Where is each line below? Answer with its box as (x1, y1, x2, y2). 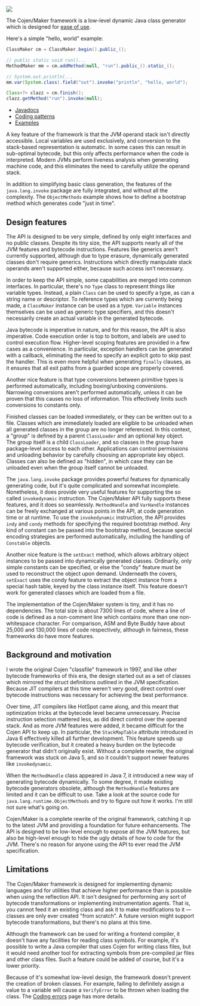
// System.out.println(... (6, 74, 73, 80)
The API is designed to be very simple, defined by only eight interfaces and (6, 232, 192, 240)
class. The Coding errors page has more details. (6, 992, 125, 1000)
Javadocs (14, 107, 39, 114)
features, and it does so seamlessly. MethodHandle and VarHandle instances (6, 501, 190, 508)
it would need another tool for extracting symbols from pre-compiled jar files (6, 949, 195, 956)
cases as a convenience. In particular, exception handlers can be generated (6, 345, 193, 352)
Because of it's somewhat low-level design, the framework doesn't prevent (6, 974, 191, 981)
